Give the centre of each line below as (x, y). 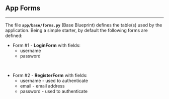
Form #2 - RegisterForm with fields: (50, 75)
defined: (14, 35)
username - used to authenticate (54, 80)
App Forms (23, 8)
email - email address (42, 86)
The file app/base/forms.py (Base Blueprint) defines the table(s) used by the (84, 25)
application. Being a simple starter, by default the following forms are (77, 30)
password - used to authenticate (54, 91)
